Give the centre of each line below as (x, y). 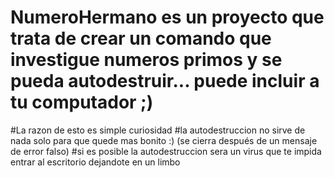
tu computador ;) (82, 102)
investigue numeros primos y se (146, 60)
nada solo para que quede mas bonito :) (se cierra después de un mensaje (164, 140)
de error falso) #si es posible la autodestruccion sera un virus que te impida (166, 151)
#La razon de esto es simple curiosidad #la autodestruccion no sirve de (158, 130)
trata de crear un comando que (141, 38)
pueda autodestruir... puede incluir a (165, 81)
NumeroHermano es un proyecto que (167, 17)
